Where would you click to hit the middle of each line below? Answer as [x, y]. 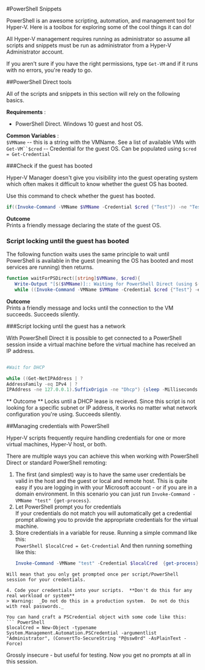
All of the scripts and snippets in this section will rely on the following [93, 94]
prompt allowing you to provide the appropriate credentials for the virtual [106, 520]
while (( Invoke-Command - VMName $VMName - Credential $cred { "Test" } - [106, 290]
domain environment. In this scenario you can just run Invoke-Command [103, 494]
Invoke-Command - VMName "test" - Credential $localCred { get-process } [107, 563]
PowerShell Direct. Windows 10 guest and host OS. [79, 124]
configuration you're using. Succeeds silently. [64, 415]
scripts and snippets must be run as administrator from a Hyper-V [89, 45]
